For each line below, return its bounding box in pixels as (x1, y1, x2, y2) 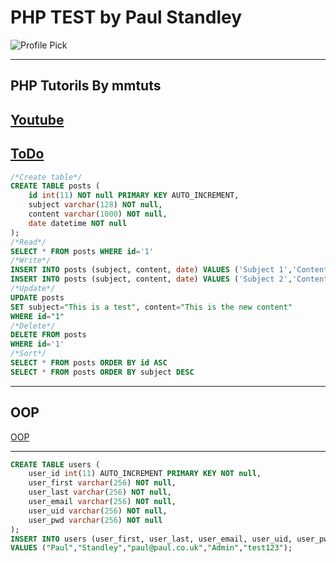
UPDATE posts (10, 292, 65, 303)
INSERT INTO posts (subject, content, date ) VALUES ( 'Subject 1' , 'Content (10, 265, 329, 275)
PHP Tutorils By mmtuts (10, 77, 162, 95)
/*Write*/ (10, 256, 52, 266)
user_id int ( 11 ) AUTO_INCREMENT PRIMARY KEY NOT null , (28, 469, 262, 479)
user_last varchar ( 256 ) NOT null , (28, 487, 172, 498)
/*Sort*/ (10, 349, 47, 359)
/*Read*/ (10, 237, 47, 247)
